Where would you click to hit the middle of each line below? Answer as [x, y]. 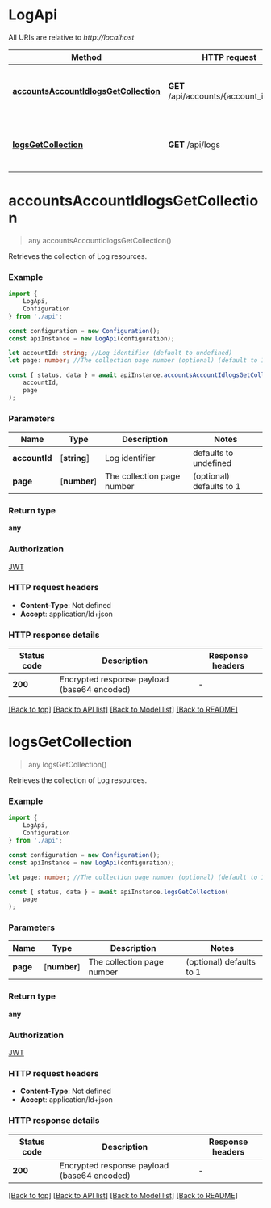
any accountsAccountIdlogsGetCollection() [100, 240]
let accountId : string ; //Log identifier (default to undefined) [120, 353]
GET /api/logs [194, 145]
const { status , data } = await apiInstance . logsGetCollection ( [119, 892]
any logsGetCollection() [67, 765]
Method [87, 57]
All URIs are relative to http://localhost [71, 37]
